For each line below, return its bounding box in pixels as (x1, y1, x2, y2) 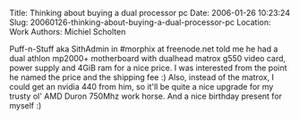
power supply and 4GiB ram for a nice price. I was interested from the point (9, 62, 288, 73)
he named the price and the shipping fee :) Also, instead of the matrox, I (9, 72, 275, 83)
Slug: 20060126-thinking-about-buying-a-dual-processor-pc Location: (9, 17, 271, 28)
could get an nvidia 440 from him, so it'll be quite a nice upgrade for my (9, 82, 274, 92)
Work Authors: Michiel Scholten (9, 27, 126, 36)
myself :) (9, 100, 42, 110)
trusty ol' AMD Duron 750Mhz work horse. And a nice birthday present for (9, 91, 283, 101)
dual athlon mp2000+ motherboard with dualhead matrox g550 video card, (9, 53, 286, 63)
